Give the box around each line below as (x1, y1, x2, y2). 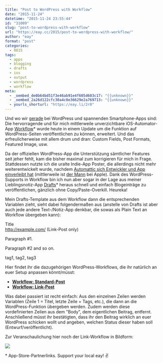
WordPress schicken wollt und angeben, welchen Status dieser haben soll (5, 319, 153, 325)
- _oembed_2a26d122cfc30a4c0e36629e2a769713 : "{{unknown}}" (9, 98, 133, 103)
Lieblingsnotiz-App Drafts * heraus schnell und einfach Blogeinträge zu (5, 182, 147, 187)
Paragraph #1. (5, 236, 33, 241)
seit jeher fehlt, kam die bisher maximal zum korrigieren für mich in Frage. (5, 156, 153, 162)
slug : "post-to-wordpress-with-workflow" (5, 25, 90, 30)
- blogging (9, 61, 32, 66)
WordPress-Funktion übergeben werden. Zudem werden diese (5, 304, 130, 309)
